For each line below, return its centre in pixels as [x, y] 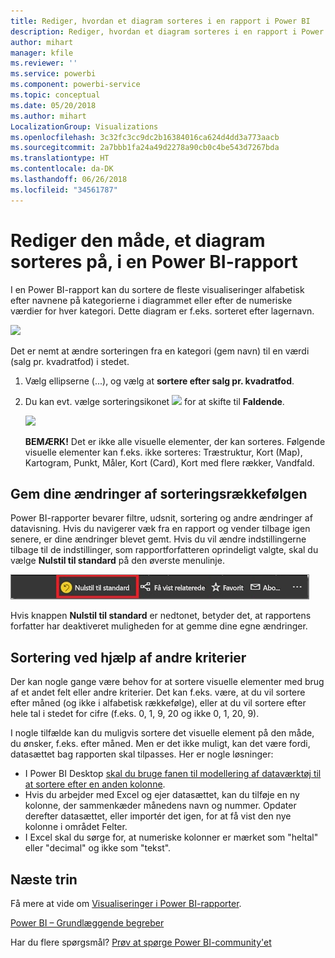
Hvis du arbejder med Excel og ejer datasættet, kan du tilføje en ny [162, 795]
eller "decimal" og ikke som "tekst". [98, 848]
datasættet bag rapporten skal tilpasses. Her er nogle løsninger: [142, 754]
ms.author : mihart [48, 116]
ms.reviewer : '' [44, 63]
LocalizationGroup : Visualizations [84, 126]
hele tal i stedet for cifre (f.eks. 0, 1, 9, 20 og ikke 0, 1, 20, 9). [135, 714]
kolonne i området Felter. [76, 827]
